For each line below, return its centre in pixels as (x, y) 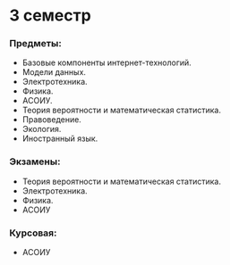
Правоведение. (52, 120)
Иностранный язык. (60, 138)
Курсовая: (33, 233)
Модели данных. (54, 72)
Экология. (42, 129)
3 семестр (50, 16)
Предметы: (36, 44)
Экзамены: (35, 161)
